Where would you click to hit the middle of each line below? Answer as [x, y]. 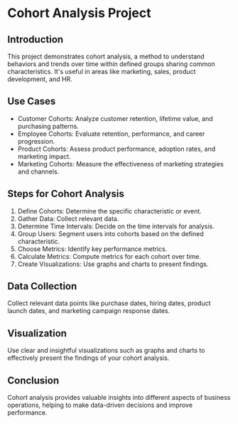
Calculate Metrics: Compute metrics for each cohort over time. [109, 256]
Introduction [36, 39]
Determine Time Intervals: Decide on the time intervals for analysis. [116, 226]
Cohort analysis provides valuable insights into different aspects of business [119, 398]
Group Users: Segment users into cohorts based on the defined [110, 233]
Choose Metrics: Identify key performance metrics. [92, 249]
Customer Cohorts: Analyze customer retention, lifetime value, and [115, 118]
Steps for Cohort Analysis [66, 194]
